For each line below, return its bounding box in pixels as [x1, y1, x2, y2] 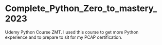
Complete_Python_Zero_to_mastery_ [5, 3, 157, 14]
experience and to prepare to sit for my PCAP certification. [5, 34, 123, 40]
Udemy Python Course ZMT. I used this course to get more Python [5, 29, 139, 35]
